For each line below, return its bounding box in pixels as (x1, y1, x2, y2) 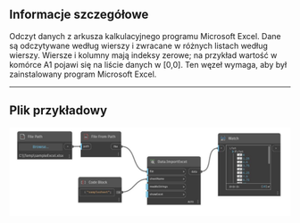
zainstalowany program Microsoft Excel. (9, 69, 157, 79)
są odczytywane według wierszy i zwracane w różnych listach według (9, 40, 268, 51)
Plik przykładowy (9, 103, 108, 119)
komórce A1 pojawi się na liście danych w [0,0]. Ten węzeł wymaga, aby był (9, 59, 287, 70)
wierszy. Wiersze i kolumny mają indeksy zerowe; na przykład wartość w (9, 49, 278, 61)
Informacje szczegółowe (9, 7, 149, 22)
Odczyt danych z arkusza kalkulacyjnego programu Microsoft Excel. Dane (9, 30, 281, 41)
